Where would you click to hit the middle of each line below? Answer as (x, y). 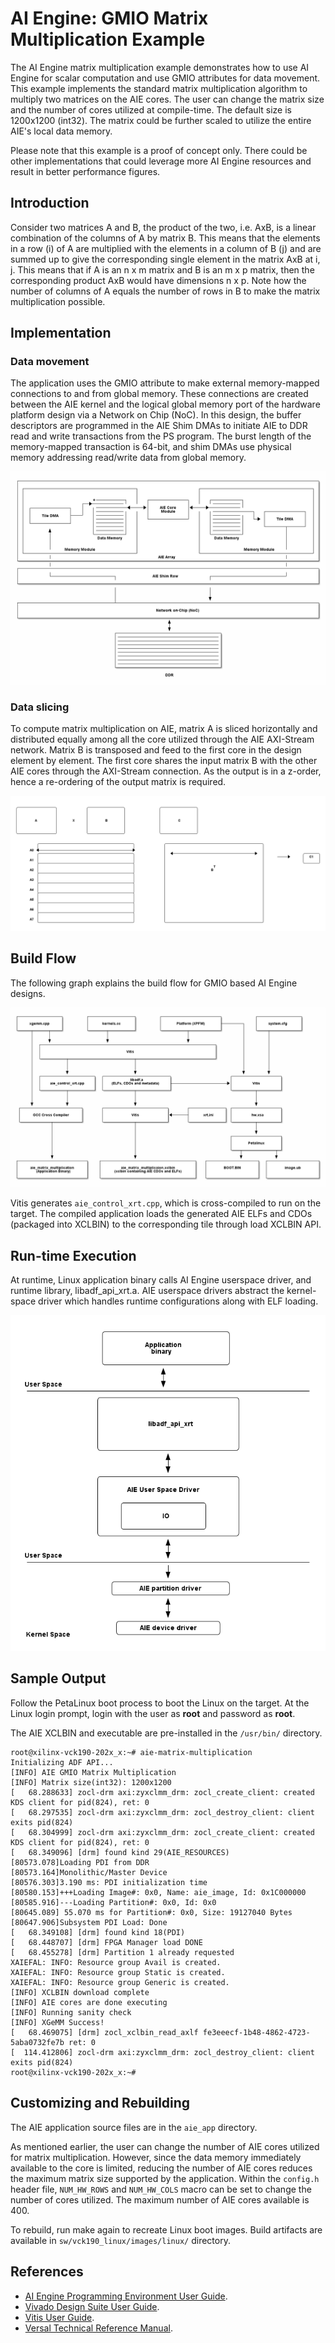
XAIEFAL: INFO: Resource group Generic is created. (120, 1982)
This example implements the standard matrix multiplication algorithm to (159, 88)
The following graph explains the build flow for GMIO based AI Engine (154, 983)
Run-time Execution (73, 1255)
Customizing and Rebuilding (100, 2103)
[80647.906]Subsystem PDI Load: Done (89, 1922)
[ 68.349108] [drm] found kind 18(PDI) (98, 1932)
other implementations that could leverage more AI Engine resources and (161, 161)
